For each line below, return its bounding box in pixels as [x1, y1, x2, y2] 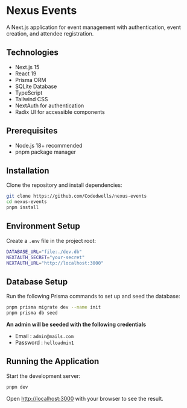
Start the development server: [6, 372, 81, 380]
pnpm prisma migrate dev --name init [6, 304, 101, 310]
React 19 [14, 70, 37, 77]
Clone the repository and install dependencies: [6, 181, 122, 189]
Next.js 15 [14, 63, 40, 71]
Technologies [6, 48, 59, 58]
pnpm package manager [14, 148, 77, 155]
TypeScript [14, 89, 43, 96]
